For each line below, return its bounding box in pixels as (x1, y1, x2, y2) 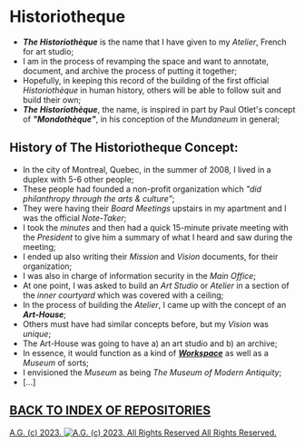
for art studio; (22, 45, 74, 56)
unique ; (22, 328, 52, 339)
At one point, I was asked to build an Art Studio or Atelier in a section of (22, 280, 290, 291)
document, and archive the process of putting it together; (22, 65, 238, 76)
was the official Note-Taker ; (22, 212, 127, 223)
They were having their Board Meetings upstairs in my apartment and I (22, 203, 287, 214)
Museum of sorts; (22, 357, 89, 368)
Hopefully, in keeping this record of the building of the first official (22, 74, 270, 85)
